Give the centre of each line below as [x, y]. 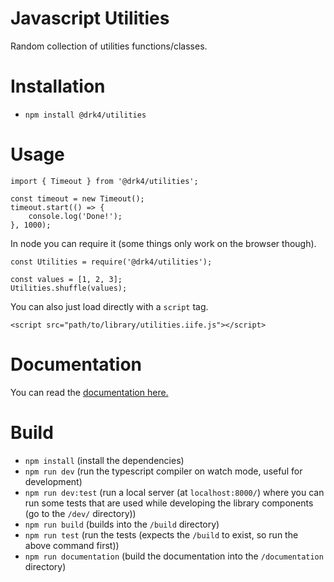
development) [53, 481]
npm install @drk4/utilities [85, 115]
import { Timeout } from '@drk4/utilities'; [104, 181]
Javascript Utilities [90, 18]
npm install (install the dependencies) [104, 460]
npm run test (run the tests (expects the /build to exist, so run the [161, 534]
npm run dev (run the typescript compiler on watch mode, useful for [163, 471]
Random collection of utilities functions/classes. [109, 46]
